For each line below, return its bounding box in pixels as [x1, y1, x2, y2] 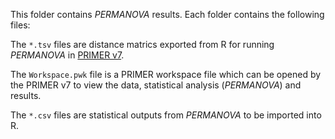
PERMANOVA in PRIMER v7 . [10, 49, 125, 61]
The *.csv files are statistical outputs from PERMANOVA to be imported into [10, 109, 322, 121]
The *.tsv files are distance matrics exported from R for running [10, 39, 275, 50]
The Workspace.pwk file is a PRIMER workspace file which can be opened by [10, 69, 322, 80]
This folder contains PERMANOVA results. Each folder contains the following [10, 9, 325, 20]
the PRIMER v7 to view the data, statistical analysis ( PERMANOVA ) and [10, 79, 302, 91]
